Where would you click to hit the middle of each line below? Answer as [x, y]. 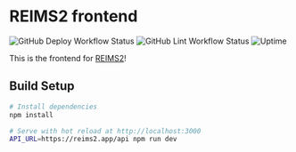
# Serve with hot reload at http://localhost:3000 [105, 131]
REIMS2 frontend [74, 16]
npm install [31, 115]
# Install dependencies [53, 107]
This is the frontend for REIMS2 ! [68, 58]
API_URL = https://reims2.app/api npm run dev [93, 140]
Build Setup [42, 86]
